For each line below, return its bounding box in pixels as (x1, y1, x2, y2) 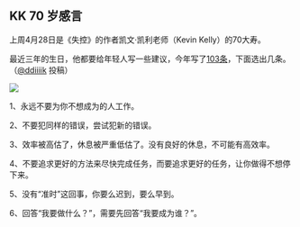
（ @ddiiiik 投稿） (9, 64, 73, 75)
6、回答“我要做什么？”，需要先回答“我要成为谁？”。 (9, 207, 203, 218)
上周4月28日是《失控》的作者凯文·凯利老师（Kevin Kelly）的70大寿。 (9, 34, 266, 45)
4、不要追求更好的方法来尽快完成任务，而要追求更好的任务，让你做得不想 (9, 158, 284, 168)
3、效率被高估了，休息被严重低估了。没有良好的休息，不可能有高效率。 (9, 139, 275, 150)
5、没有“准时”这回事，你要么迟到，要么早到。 (9, 188, 179, 199)
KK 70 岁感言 (9, 8, 83, 24)
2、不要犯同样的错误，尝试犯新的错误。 (9, 120, 157, 131)
